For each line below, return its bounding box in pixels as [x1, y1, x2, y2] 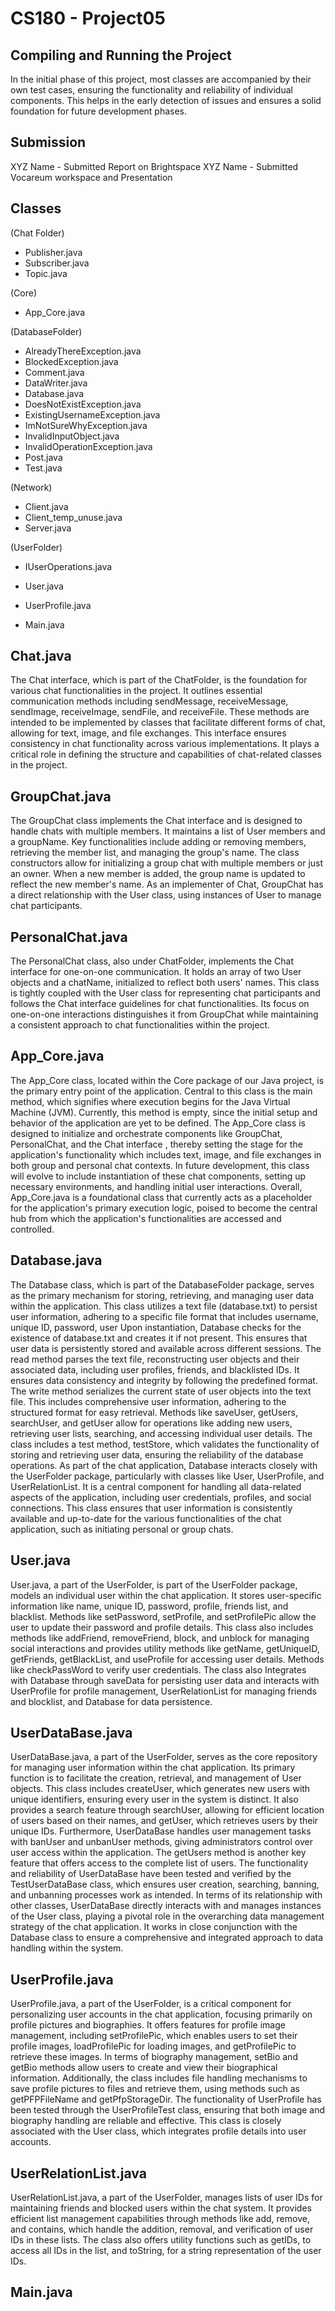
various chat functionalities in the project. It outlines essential [10, 685, 263, 697]
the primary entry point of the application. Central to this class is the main [10, 1085, 313, 1097]
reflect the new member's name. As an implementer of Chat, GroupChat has [10, 878, 324, 891]
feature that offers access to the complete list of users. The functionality [10, 1857, 309, 1869]
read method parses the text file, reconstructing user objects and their [10, 1353, 300, 1365]
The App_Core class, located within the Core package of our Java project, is [10, 1074, 325, 1086]
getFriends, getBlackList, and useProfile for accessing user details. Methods [10, 1653, 325, 1665]
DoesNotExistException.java [24, 398, 142, 410]
